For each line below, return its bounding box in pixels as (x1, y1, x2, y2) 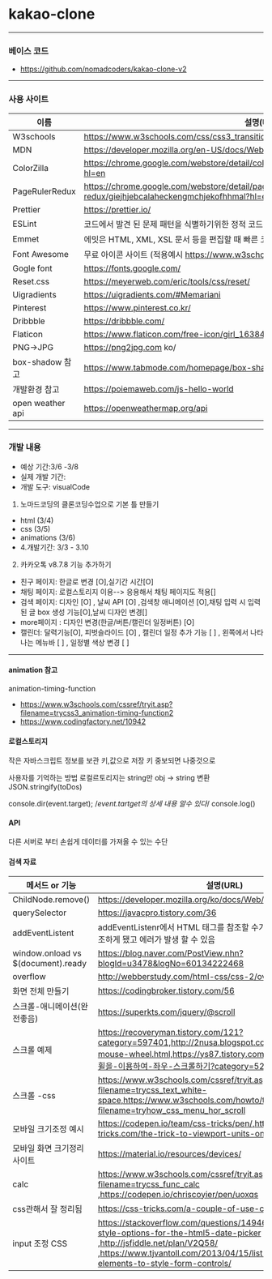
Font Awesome (12, 248, 69, 259)
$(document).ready (12, 957, 87, 969)
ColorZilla (12, 162, 49, 173)
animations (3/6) (19, 533, 75, 542)
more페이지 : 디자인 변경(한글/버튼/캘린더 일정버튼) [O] (19, 617, 195, 627)
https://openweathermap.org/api (83, 402, 208, 413)
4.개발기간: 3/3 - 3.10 (19, 542, 89, 552)
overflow (12, 970, 46, 982)
